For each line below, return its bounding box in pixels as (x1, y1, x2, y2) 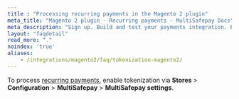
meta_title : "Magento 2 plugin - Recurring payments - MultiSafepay (7, 17, 215, 24)
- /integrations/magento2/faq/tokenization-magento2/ (20, 57, 183, 64)
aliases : (7, 50, 33, 57)
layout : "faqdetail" (7, 30, 69, 37)
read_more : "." (7, 37, 53, 44)
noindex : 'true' (7, 43, 55, 50)
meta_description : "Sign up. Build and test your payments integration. (7, 23, 228, 30)
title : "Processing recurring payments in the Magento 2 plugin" (7, 10, 208, 18)
